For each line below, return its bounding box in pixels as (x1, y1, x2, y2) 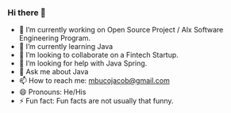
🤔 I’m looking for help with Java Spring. (18, 58, 148, 68)
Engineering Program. (18, 33, 91, 43)
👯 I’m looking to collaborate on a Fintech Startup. (18, 51, 179, 60)
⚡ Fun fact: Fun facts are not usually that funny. (18, 96, 174, 106)
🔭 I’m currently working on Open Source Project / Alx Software (18, 25, 224, 35)
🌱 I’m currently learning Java (18, 42, 114, 51)
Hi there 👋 (7, 7, 47, 18)
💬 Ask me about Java (18, 67, 89, 77)
